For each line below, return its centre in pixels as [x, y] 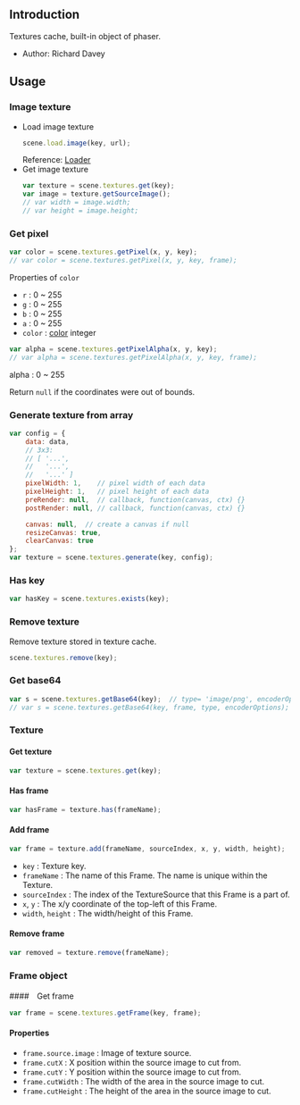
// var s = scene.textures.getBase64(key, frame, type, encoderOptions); [150, 707]
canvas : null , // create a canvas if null [108, 524]
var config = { [37, 433]
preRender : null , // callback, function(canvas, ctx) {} [135, 499]
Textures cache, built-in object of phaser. [85, 36]
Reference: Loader [56, 160]
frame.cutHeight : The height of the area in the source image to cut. [146, 1091]
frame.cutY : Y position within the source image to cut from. [132, 1072]
